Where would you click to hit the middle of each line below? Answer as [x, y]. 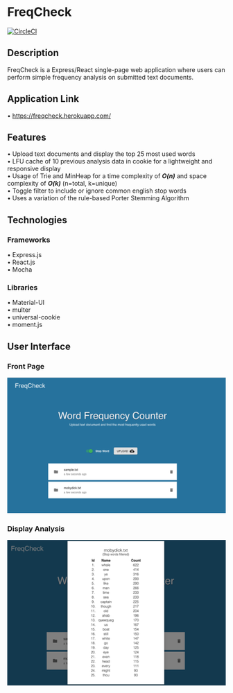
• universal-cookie [34, 317]
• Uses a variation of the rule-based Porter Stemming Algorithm [98, 198]
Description [33, 53]
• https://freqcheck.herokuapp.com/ [59, 116]
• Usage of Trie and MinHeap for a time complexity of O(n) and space [107, 176]
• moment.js [25, 325]
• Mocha [20, 270]
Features [27, 137]
